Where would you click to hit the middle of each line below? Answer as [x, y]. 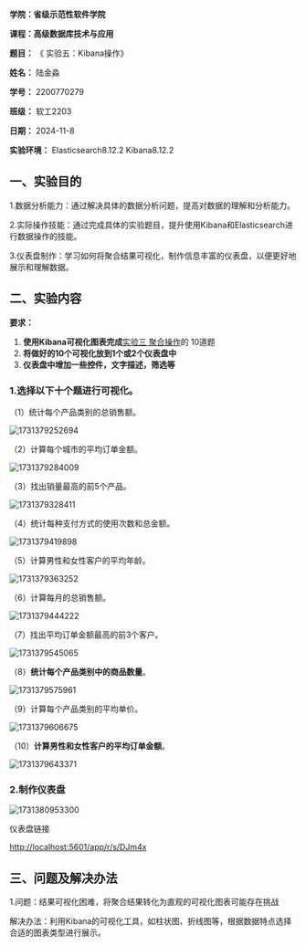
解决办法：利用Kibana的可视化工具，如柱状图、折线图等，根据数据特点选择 [151, 921]
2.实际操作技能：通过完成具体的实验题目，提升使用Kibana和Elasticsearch [148, 225]
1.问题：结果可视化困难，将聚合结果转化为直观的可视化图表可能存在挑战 [144, 902]
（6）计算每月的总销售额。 [60, 597]
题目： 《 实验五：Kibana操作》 [69, 53]
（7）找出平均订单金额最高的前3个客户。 [86, 635]
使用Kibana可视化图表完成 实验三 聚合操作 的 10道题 [119, 342]
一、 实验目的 [46, 182]
